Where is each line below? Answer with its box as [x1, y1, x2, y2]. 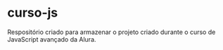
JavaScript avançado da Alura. [7, 35, 96, 43]
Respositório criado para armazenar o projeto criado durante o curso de [7, 28, 216, 36]
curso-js [7, 5, 58, 21]
